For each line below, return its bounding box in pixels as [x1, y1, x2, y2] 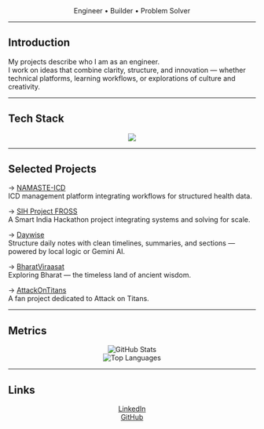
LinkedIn [118, 404, 146, 413]
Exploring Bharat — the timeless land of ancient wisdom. [8, 271, 192, 280]
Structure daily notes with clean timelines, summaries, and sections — [8, 238, 236, 248]
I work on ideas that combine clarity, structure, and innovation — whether [8, 65, 246, 75]
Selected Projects [8, 162, 97, 176]
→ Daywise [8, 230, 45, 240]
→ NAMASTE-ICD [8, 183, 66, 193]
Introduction [8, 36, 71, 49]
